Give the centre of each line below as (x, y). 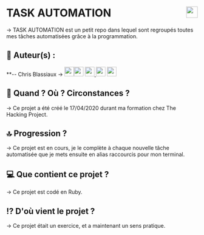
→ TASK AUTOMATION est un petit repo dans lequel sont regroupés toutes (100, 30)
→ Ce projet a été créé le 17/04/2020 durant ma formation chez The (91, 108)
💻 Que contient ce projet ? (58, 174)
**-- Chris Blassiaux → (35, 74)
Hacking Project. (27, 114)
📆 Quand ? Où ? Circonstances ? (68, 93)
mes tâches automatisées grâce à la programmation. (72, 36)
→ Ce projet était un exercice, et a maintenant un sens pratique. (86, 226)
